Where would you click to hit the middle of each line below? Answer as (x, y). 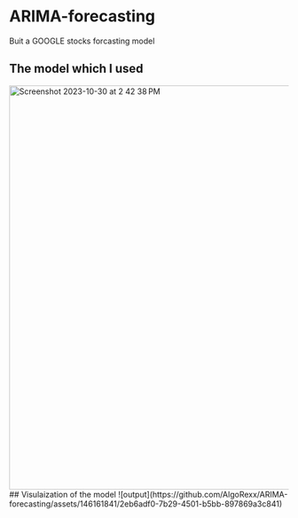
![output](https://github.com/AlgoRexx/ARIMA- (203, 494)
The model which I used (76, 69)
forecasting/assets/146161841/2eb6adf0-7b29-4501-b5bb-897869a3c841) (145, 504)
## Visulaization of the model (63, 494)
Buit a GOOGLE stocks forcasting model (82, 41)
